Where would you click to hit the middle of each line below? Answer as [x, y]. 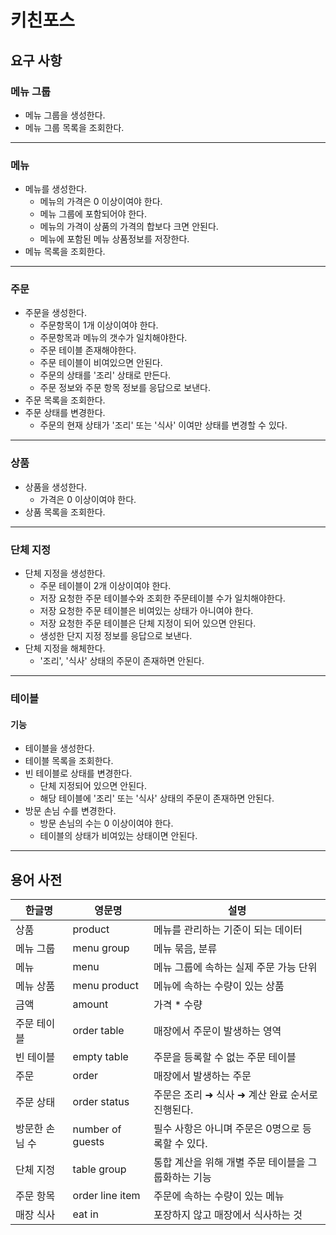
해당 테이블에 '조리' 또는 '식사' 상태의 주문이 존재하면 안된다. [157, 798]
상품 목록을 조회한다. [65, 512]
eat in [85, 1214]
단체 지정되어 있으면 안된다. [93, 786]
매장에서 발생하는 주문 [202, 1076]
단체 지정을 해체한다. [65, 648]
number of [97, 1129]
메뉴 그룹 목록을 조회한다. [74, 127]
